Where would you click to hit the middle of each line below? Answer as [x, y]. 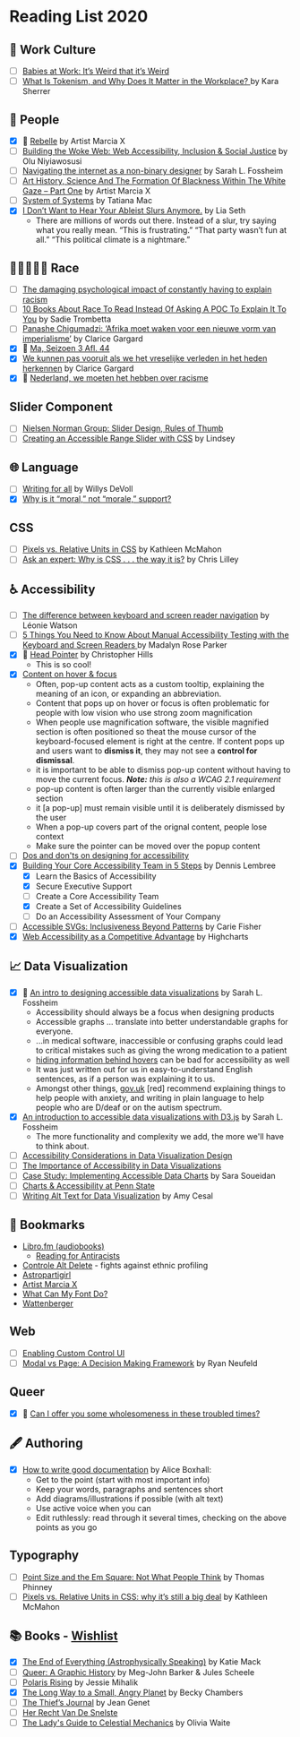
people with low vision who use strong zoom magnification [144, 713]
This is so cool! [64, 665]
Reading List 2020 [79, 17]
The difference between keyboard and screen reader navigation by [146, 615]
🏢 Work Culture [53, 50]
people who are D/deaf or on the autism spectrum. [129, 1107]
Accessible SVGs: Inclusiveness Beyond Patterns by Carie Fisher [141, 926]
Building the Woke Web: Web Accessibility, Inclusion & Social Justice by [155, 151]
